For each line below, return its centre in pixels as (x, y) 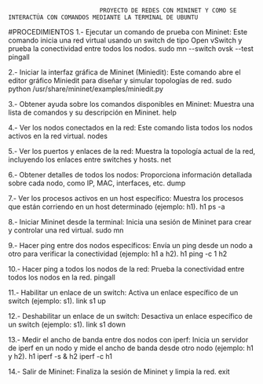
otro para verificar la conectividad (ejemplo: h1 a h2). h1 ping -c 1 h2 (118, 254)
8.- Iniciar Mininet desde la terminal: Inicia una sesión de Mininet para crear (130, 222)
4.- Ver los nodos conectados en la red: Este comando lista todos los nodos (131, 128)
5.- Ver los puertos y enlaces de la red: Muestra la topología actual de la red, (132, 151)
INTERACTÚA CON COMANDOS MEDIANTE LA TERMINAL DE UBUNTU (103, 17)
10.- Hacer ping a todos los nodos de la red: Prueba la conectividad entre (126, 269)
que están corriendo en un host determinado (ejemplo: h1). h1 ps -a (117, 207)
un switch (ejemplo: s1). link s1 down (67, 324)
